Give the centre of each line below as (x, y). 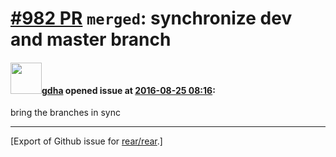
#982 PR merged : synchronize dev (151, 18)
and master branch (91, 39)
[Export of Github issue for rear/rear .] (86, 141)
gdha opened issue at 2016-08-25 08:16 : (128, 90)
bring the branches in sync (65, 113)
